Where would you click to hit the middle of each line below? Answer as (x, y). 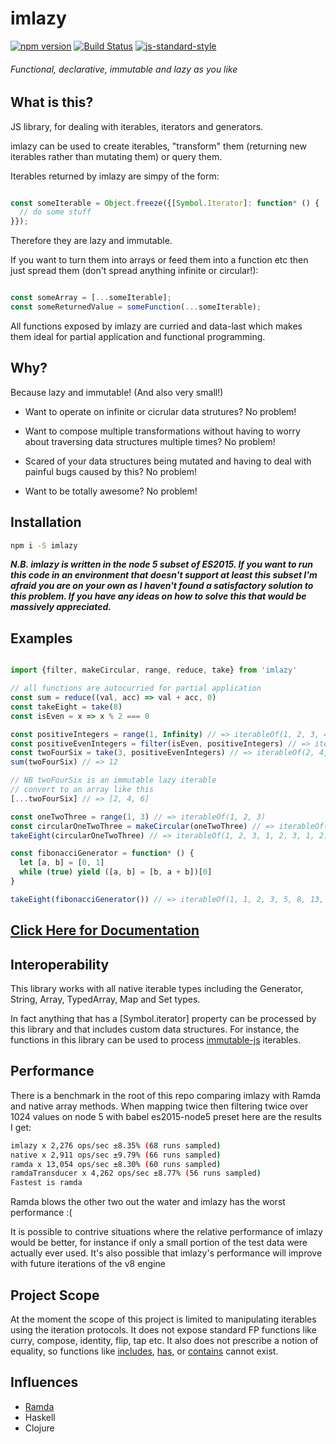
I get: (21, 1127)
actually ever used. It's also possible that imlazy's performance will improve (166, 1253)
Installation (46, 522)
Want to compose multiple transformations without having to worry (162, 431)
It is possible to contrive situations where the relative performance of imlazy (166, 1232)
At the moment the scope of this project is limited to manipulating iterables (163, 1319)
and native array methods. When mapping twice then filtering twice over (159, 1106)
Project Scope (55, 1295)
